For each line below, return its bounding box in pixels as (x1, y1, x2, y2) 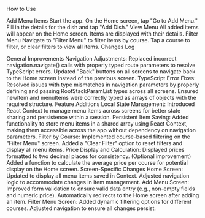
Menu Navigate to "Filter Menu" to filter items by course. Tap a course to (6, 37, 190, 43)
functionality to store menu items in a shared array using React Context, (6, 120, 188, 127)
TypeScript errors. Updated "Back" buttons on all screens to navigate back (6, 68, 196, 75)
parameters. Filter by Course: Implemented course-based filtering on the (6, 133, 190, 140)
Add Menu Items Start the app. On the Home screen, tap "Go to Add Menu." (6, 17, 198, 24)
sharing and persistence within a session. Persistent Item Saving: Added (6, 113, 189, 121)
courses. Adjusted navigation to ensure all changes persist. (6, 205, 157, 212)
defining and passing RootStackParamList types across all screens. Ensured (6, 88, 199, 94)
